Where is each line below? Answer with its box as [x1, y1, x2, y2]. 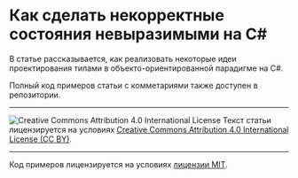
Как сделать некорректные [9, 5, 224, 26]
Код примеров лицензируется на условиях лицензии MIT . [9, 159, 228, 169]
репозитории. [9, 89, 61, 100]
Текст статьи [223, 114, 272, 125]
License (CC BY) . [9, 134, 73, 144]
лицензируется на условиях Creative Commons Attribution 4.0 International [9, 124, 289, 135]
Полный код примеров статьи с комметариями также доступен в [9, 80, 259, 90]
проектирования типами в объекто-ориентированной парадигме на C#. [9, 63, 284, 74]
